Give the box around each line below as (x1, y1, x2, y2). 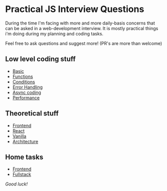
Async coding (12, 89, 42, 95)
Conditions (12, 78, 35, 84)
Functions (12, 73, 34, 79)
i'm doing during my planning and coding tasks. (5, 30, 104, 36)
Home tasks (5, 152, 44, 161)
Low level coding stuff (5, 55, 76, 63)
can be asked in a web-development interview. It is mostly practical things (5, 25, 158, 31)
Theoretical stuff (5, 109, 59, 118)
